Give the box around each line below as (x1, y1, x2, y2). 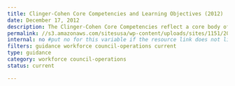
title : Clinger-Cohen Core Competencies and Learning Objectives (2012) (7, 10, 224, 17)
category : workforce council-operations (7, 56, 127, 63)
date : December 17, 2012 (7, 17, 80, 24)
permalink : (7, 29, 39, 37)
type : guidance (7, 50, 52, 57)
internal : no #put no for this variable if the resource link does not (7, 36, 220, 43)
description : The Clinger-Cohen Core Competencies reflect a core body (7, 23, 220, 30)
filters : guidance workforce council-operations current (7, 43, 177, 50)
